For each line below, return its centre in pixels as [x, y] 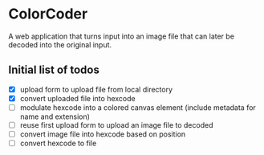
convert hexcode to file [58, 143]
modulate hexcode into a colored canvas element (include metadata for [138, 107]
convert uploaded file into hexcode [77, 98]
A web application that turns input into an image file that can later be [122, 36]
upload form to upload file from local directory [96, 89]
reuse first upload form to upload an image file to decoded [116, 124]
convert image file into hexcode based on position [103, 134]
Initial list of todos [54, 70]
